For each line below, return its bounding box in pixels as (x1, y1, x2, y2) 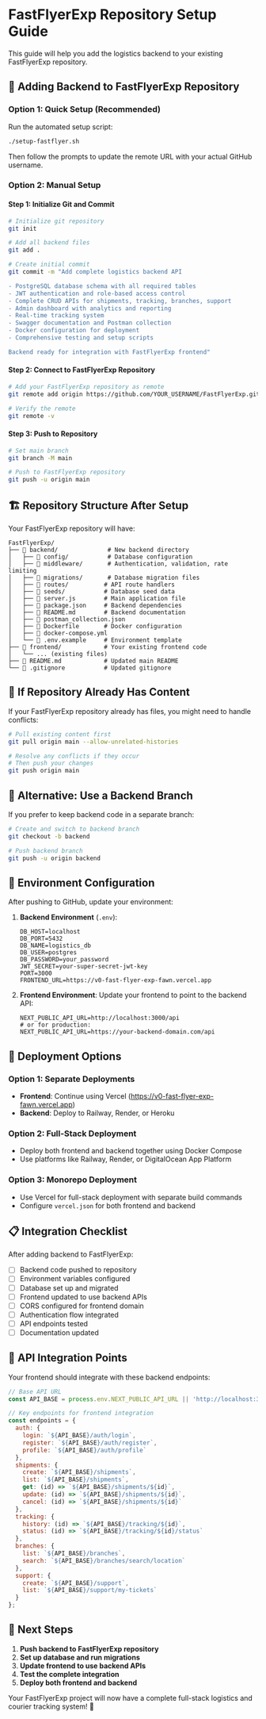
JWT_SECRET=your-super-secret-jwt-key (19, 962, 148, 971)
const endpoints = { (8, 1417, 77, 1425)
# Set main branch (8, 447, 69, 455)
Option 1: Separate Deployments (8, 1073, 135, 1084)
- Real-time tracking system (8, 312, 104, 320)
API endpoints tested (19, 1318, 89, 1328)
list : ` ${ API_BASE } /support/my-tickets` (22, 1587, 158, 1594)
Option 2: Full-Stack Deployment (8, 1128, 137, 1139)
